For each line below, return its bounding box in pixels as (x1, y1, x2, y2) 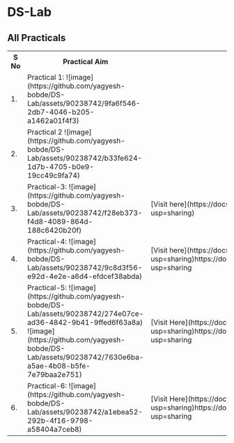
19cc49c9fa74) (27, 171, 80, 180)
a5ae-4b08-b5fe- (27, 361, 91, 371)
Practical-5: (27, 283, 68, 292)
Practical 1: (27, 72, 65, 82)
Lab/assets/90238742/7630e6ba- (27, 353, 144, 362)
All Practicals (7, 32, 66, 44)
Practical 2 (27, 127, 63, 136)
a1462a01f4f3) (27, 116, 80, 125)
